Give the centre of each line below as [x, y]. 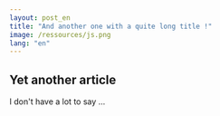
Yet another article [63, 79]
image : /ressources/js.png [60, 34]
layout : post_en [40, 18]
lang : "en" [30, 43]
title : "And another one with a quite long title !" [111, 26]
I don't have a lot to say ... [57, 101]
